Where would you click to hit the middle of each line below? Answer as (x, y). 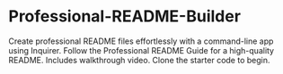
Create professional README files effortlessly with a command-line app (141, 41)
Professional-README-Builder (125, 16)
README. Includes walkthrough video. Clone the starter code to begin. (139, 60)
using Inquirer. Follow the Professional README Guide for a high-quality (141, 50)
